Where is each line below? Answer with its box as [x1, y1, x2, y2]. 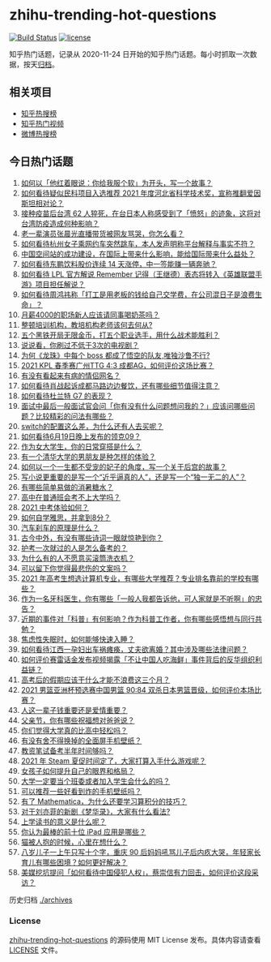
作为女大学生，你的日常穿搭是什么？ [20, 441, 142, 451]
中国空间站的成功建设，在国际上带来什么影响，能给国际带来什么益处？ [20, 249, 256, 259]
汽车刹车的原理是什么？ [20, 522, 100, 532]
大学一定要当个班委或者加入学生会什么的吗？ [20, 776, 171, 786]
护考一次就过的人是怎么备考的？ [20, 543, 128, 552]
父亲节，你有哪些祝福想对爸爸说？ [20, 715, 135, 725]
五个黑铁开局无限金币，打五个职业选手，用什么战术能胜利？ [20, 330, 220, 340]
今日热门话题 [9, 155, 74, 169]
